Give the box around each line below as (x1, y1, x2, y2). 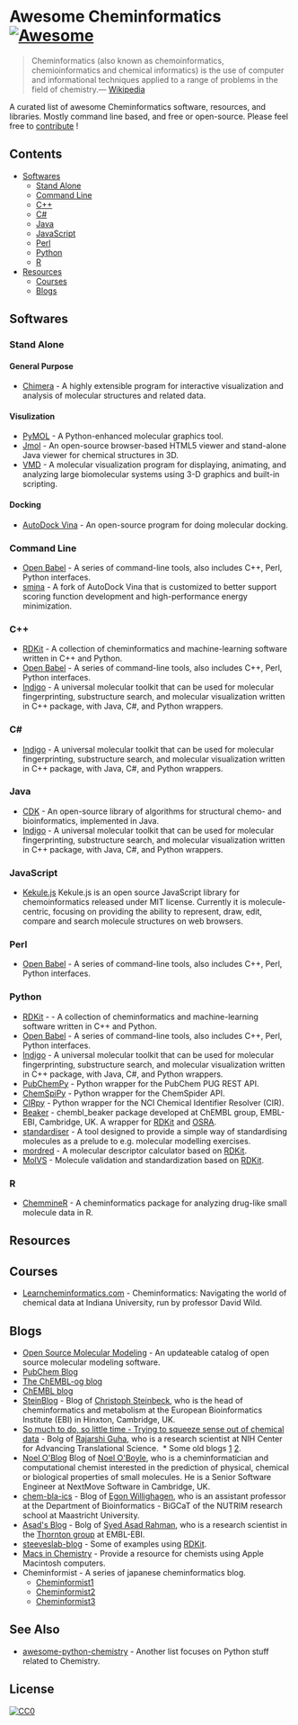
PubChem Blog (22, 1367, 78, 1377)
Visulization (9, 411, 56, 421)
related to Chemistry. (22, 1655, 101, 1666)
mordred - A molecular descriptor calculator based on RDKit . (22, 1145, 248, 1156)
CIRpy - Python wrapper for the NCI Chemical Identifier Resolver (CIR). (22, 1097, 285, 1108)
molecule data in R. (22, 1207, 94, 1218)
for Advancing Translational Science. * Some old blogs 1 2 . (22, 1443, 242, 1454)
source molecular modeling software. (22, 1357, 161, 1368)
